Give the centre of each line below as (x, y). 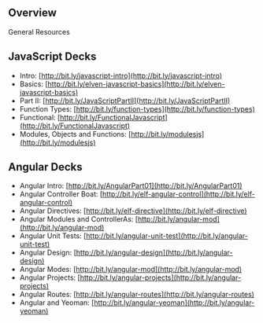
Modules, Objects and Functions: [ (75, 134)
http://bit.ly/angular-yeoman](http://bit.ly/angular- (174, 303)
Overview (33, 13)
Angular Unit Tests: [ (53, 236)
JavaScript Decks (52, 57)
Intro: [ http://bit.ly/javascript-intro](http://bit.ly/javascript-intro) (121, 75)
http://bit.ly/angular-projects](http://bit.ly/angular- (161, 277)
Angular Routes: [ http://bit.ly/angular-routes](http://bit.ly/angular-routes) (137, 295)
